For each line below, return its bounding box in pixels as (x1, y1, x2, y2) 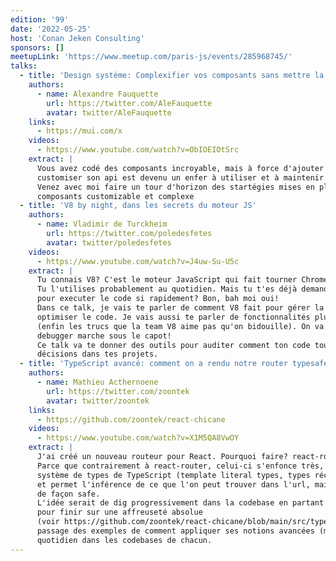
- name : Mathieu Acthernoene (36, 377, 159, 387)
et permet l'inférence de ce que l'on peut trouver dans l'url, (36, 479, 311, 490)
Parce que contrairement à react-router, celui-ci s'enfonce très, (36, 461, 325, 471)
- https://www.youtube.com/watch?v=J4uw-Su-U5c (36, 256, 240, 266)
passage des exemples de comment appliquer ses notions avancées (36, 526, 315, 536)
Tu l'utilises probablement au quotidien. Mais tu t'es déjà (36, 284, 298, 295)
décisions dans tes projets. (36, 349, 159, 360)
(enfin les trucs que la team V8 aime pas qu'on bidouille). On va (36, 321, 325, 331)
